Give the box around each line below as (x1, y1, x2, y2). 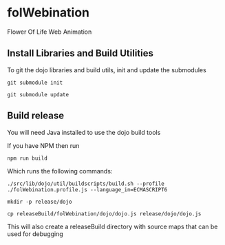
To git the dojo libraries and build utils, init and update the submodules (7, 65, 206, 74)
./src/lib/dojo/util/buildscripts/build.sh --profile (7, 180, 165, 187)
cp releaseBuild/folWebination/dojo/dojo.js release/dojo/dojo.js (7, 210, 202, 217)
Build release (7, 110, 64, 122)
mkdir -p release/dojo (7, 198, 72, 205)
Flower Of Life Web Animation (7, 28, 92, 36)
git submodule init (7, 79, 63, 86)
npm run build (7, 155, 48, 162)
